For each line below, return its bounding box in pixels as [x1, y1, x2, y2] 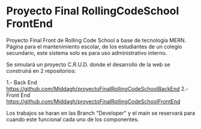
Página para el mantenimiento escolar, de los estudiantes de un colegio [6, 43, 182, 50]
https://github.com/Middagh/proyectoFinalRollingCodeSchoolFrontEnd [6, 97, 181, 105]
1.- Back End [6, 79, 38, 86]
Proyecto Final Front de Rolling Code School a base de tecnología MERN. [6, 36, 187, 44]
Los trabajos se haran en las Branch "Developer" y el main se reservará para [6, 109, 196, 116]
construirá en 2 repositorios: [6, 67, 76, 74]
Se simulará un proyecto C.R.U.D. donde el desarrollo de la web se [6, 61, 170, 68]
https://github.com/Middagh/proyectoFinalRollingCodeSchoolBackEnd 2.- [6, 85, 189, 92]
